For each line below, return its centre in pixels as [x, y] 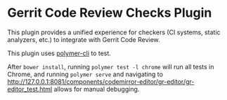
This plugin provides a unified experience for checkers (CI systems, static [114, 32]
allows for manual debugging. [97, 89]
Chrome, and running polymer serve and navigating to [85, 74]
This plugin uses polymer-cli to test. [59, 53]
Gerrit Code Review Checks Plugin [110, 13]
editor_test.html [30, 89]
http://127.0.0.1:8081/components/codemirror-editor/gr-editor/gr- [101, 81]
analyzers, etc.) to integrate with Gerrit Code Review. [84, 39]
